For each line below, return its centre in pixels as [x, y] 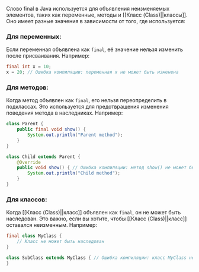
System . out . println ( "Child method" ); [74, 173]
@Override [29, 162]
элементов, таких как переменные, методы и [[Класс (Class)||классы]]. [97, 15]
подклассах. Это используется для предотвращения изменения [87, 107]
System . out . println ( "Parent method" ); [75, 135]
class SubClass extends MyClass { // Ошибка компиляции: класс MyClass [96, 258]
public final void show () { [51, 129]
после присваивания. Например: [48, 56]
